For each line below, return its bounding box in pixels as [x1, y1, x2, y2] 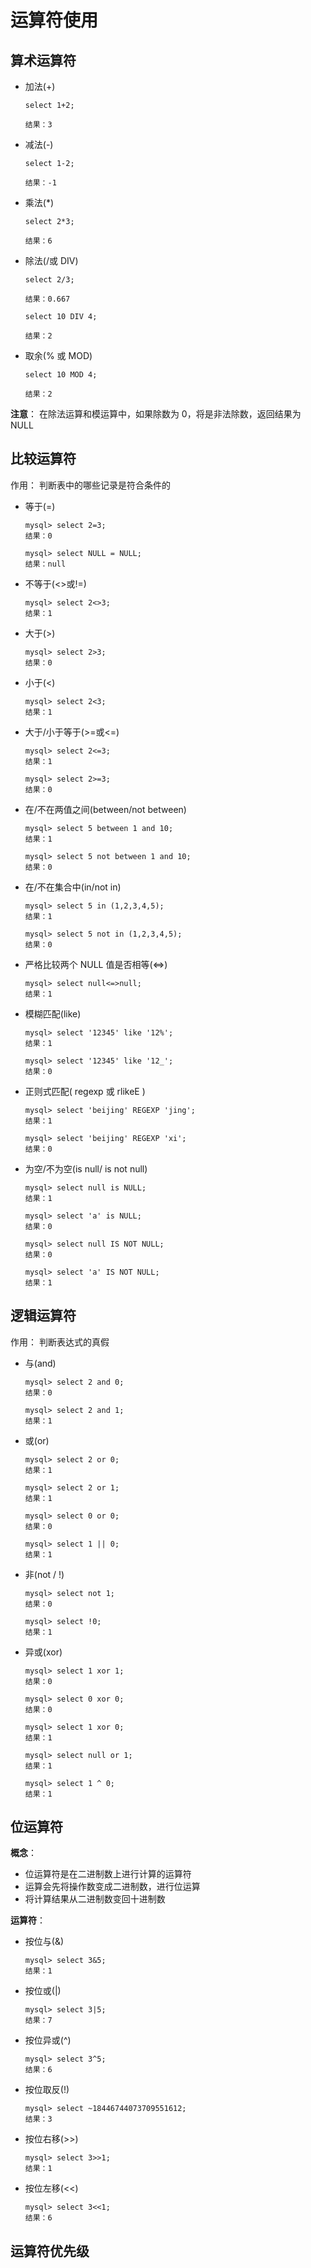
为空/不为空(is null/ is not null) [24, 1162, 148, 1175]
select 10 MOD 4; [24, 370, 98, 380]
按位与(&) [24, 1936, 65, 1948]
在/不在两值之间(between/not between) [24, 803, 187, 815]
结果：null [24, 559, 67, 569]
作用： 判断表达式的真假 [10, 1336, 110, 1348]
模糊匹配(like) [24, 1007, 82, 1020]
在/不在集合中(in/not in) [24, 881, 122, 893]
